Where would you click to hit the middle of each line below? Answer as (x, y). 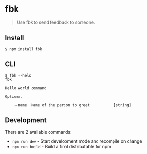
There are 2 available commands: (38, 132)
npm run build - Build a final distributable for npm (62, 147)
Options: (14, 97)
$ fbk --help (18, 76)
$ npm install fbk (24, 49)
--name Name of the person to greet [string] (73, 105)
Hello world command (26, 88)
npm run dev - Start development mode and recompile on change (77, 141)
